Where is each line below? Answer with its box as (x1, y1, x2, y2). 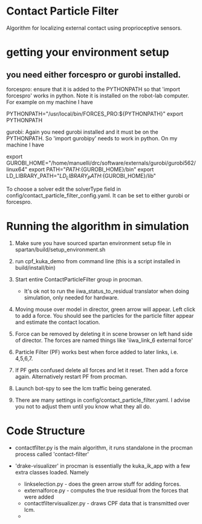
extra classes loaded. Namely (15, 468, 89, 476)
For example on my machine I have (6, 98, 94, 105)
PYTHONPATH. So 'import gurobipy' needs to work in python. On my (6, 134, 178, 142)
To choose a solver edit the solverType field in (6, 185, 121, 192)
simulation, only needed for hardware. (24, 293, 119, 301)
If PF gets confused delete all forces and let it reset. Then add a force (15, 366, 189, 373)
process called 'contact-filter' (15, 450, 90, 457)
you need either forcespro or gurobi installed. (6, 70, 181, 80)
